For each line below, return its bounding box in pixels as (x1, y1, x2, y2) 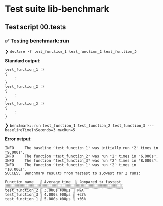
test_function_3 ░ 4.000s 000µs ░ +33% (5, 192, 86, 197)
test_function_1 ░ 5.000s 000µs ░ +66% (5, 196, 86, 201)
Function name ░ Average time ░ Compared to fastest (5, 179, 121, 184)
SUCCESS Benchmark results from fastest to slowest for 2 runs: (5, 171, 141, 176)
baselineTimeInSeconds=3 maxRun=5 (5, 127, 76, 132)
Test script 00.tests (5, 23, 66, 31)
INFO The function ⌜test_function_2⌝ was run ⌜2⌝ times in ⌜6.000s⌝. (5, 154, 159, 159)
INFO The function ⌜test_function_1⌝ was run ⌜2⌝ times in (5, 162, 137, 167)
